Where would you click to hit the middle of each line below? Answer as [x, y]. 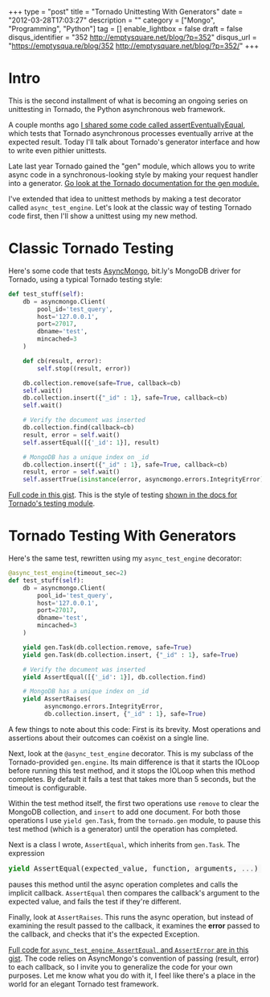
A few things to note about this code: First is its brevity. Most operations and [135, 729]
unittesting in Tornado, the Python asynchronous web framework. [117, 109]
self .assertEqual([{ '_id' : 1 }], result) [91, 442]
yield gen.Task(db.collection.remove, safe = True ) [108, 647]
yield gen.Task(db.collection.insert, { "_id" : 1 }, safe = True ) [131, 655]
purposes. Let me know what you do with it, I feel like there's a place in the [132, 976]
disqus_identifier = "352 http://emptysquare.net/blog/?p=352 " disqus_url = [133, 37]
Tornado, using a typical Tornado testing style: [85, 279]
